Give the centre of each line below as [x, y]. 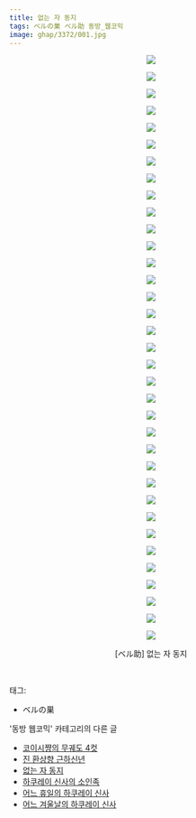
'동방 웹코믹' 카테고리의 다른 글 [63, 729]
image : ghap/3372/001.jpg [58, 34]
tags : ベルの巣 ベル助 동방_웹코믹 [67, 26]
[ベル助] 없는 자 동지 [151, 654]
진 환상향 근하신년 [53, 759]
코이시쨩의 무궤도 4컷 [60, 748]
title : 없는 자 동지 [43, 18]
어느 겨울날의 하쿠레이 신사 [69, 804]
